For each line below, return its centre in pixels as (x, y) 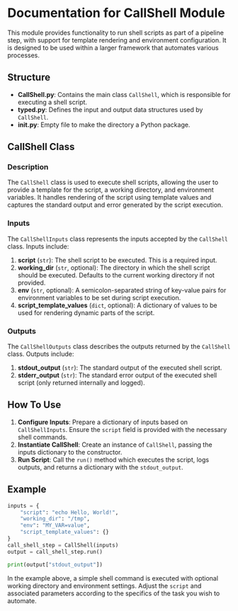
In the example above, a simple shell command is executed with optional (113, 578)
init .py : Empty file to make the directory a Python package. (104, 125)
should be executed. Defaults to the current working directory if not (116, 275)
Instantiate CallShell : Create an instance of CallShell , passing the (115, 445)
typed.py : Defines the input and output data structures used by (110, 109)
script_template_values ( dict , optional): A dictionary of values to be (117, 305)
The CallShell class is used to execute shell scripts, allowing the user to (113, 183)
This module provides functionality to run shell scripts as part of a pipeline (116, 33)
